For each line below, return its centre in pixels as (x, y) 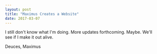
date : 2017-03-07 (23, 18)
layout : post (18, 9)
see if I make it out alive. (29, 37)
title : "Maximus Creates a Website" (42, 14)
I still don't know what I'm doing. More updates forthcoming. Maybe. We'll (79, 32)
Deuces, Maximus (23, 47)
